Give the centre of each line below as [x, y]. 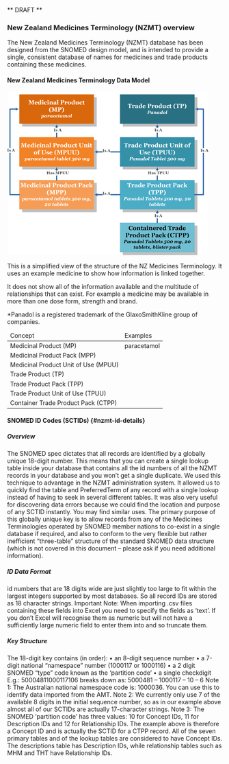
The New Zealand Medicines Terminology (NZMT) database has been [105, 43]
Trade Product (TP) [37, 374]
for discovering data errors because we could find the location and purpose [114, 505]
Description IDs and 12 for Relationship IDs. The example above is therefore [113, 724]
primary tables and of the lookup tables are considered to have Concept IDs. [115, 738]
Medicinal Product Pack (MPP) [53, 355]
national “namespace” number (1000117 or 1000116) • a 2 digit [108, 665]
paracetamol [142, 345]
